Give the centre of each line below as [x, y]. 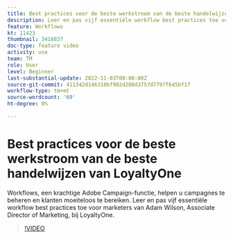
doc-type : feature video [43, 46]
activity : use [28, 53]
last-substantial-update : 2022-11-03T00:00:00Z [77, 78]
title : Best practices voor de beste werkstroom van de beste [99, 14]
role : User [23, 65]
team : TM [20, 59]
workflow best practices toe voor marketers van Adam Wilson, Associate [111, 207]
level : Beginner [31, 71]
